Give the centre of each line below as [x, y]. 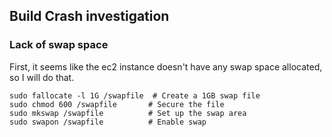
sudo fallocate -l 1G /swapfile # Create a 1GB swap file [135, 95]
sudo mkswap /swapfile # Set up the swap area [128, 113]
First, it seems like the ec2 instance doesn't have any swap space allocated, [166, 66]
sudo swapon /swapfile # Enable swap [108, 122]
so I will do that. [42, 77]
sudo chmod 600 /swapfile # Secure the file [117, 104]
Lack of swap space [59, 45]
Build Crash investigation [89, 16]
